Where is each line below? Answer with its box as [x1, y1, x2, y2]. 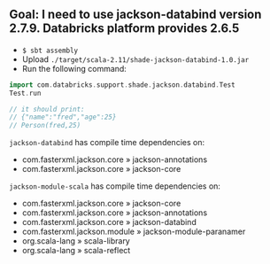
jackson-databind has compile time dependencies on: [9, 137, 205, 148]
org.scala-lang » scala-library [21, 236, 130, 246]
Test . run [9, 89, 42, 97]
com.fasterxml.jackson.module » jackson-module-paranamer [21, 226, 246, 237]
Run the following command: [21, 63, 127, 74]
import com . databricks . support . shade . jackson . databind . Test [9, 80, 236, 89]
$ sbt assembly [21, 46, 79, 55]
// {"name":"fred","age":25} [9, 113, 117, 122]
